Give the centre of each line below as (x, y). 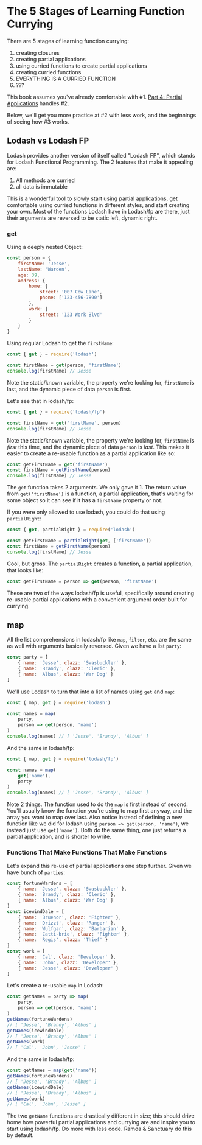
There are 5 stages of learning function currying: (68, 41)
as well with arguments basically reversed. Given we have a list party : (94, 646)
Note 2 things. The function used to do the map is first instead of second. (97, 804)
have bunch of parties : (36, 872)
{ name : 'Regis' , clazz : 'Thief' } (63, 940)
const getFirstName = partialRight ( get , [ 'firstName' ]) (79, 541)
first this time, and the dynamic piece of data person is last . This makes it (98, 447)
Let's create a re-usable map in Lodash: (55, 986)
